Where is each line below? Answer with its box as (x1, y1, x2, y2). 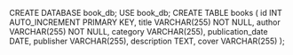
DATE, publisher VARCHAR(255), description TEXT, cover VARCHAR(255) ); (9, 35, 286, 46)
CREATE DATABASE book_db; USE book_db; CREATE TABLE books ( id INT (9, 8, 282, 18)
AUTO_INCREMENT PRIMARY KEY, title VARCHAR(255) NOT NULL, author (9, 17, 281, 27)
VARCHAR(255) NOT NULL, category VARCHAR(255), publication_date (9, 27, 268, 36)
